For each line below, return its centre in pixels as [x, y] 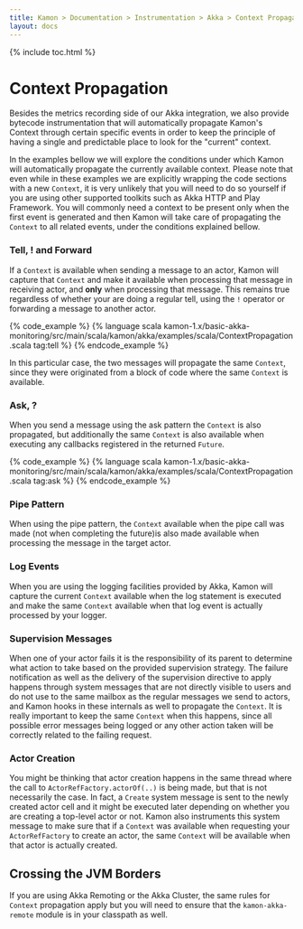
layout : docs [34, 26]
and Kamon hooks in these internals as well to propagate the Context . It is [146, 706]
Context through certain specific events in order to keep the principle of [143, 133]
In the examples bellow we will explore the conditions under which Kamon [147, 160]
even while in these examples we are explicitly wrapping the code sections [148, 179]
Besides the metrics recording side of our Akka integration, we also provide [149, 113]
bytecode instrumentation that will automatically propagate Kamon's [136, 123]
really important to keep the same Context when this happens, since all [141, 716]
